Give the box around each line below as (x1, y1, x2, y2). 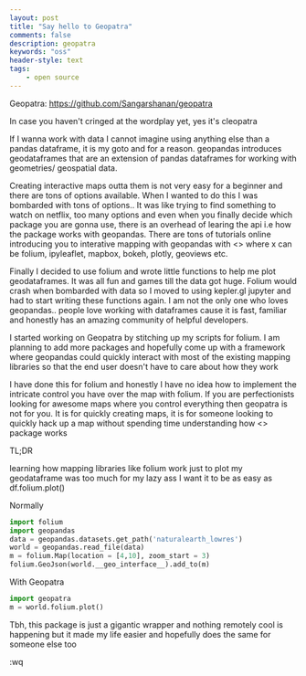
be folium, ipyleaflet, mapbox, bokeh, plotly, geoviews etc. (9, 248, 228, 259)
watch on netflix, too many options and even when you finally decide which (9, 209, 293, 220)
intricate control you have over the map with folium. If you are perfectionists (9, 388, 295, 399)
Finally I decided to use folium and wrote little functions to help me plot (9, 266, 277, 277)
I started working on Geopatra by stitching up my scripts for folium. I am (9, 332, 280, 343)
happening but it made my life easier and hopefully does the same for (9, 628, 271, 639)
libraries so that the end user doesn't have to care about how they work (9, 361, 279, 372)
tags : (9, 65, 30, 74)
